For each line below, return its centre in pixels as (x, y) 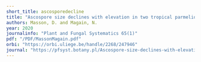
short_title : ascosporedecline (45, 12)
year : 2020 (20, 28)
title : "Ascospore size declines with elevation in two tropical (89, 17)
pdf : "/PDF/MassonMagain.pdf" (44, 39)
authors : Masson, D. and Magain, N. (52, 22)
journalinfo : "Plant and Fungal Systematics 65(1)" (72, 34)
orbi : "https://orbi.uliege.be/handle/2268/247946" (72, 45)
